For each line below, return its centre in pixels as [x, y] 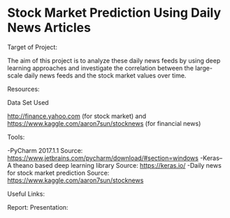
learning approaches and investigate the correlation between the [101, 68]
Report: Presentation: [38, 207]
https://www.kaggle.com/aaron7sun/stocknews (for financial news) [104, 123]
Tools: [16, 137]
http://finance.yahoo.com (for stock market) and [77, 116]
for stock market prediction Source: [58, 173]
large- [204, 68]
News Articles [49, 28]
